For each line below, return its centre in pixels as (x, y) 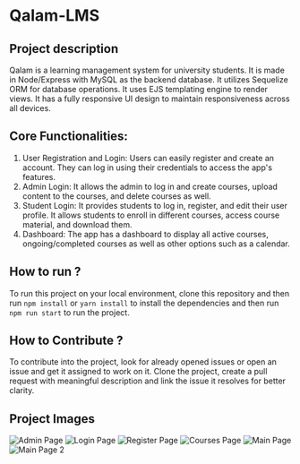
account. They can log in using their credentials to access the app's (147, 168)
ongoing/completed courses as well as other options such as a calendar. (156, 244)
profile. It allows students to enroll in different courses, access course (151, 215)
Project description (64, 49)
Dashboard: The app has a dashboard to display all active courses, (145, 234)
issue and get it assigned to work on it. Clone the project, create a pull (138, 372)
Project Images (52, 419)
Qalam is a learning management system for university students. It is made (147, 70)
